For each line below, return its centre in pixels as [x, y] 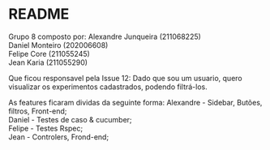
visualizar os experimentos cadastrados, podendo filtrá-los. [108, 87]
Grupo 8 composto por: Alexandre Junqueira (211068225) [105, 36]
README [39, 14]
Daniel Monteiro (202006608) [58, 45]
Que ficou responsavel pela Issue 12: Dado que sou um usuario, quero [125, 78]
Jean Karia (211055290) [48, 62]
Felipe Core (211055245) [49, 54]
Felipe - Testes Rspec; [46, 128]
